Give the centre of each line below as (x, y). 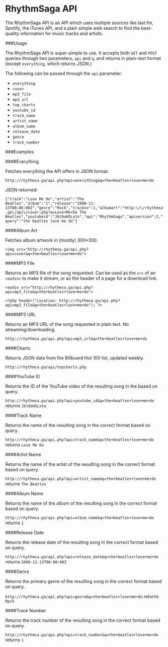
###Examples (20, 152)
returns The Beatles (26, 483)
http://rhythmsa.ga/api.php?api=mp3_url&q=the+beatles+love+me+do (76, 339)
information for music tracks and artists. (62, 33)
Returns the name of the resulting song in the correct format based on (78, 425)
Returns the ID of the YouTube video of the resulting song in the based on (81, 386)
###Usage (16, 43)
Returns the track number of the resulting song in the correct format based (83, 620)
